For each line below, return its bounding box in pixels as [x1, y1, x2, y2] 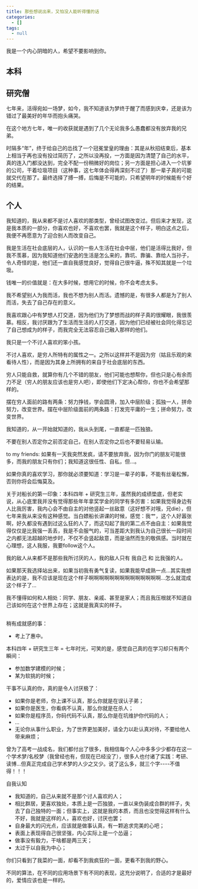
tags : [6, 25, 19, 31]
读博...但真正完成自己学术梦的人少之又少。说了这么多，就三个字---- [6, 760, 170, 767]
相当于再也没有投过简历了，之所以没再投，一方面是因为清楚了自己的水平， [11, 152, 192, 159]
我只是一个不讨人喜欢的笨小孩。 [6, 339, 84, 346]
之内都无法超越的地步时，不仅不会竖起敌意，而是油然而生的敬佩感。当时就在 [6, 534, 192, 542]
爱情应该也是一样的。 [16, 876, 68, 884]
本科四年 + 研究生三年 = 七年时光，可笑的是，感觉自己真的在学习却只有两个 [6, 645, 190, 652]
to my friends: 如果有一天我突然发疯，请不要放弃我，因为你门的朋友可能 [6, 451, 181, 458]
